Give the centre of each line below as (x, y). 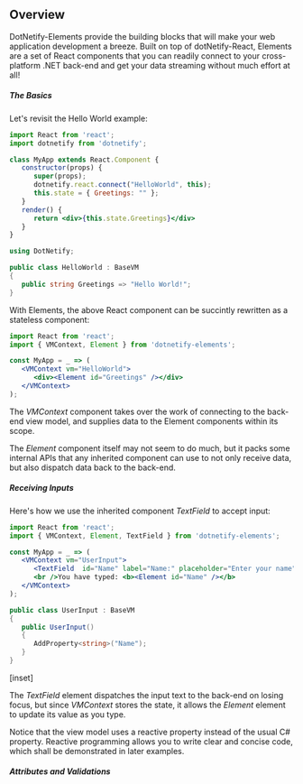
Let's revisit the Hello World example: (78, 118)
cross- (274, 55)
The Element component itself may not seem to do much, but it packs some (150, 448)
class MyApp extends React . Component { (84, 160)
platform (25, 65)
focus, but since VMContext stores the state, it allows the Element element (147, 705)
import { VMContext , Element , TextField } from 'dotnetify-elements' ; (145, 536)
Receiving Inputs (41, 488)
